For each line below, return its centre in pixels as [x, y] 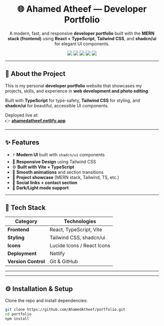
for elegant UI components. [82, 44]
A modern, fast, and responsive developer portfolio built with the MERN [82, 33]
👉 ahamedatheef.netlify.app [35, 121]
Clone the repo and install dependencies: [46, 301]
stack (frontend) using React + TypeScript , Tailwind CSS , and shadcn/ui [82, 38]
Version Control [26, 262]
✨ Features [22, 142]
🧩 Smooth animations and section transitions [58, 172]
